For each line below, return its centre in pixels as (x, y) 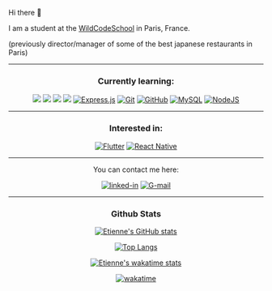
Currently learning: (136, 81)
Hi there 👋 (25, 13)
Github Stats (136, 213)
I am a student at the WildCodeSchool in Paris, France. (99, 28)
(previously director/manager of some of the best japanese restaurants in (130, 44)
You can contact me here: (136, 169)
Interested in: (136, 128)
